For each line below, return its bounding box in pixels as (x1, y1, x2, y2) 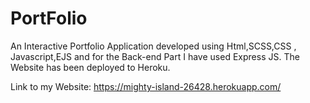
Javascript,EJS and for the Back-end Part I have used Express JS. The (10, 50, 300, 62)
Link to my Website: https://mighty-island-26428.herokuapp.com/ (10, 80, 282, 92)
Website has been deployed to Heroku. (10, 61, 171, 73)
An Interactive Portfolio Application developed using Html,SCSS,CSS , (10, 40, 297, 52)
